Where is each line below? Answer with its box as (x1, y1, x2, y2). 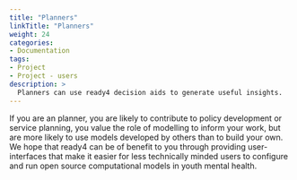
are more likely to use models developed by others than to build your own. (9, 132, 284, 142)
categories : (9, 38, 54, 47)
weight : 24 (9, 30, 50, 39)
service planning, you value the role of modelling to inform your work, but (9, 122, 281, 133)
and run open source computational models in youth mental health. (9, 160, 258, 171)
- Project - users (9, 72, 78, 81)
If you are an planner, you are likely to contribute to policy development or (9, 113, 283, 124)
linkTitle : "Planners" (9, 21, 94, 30)
